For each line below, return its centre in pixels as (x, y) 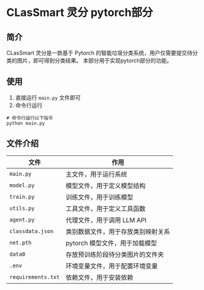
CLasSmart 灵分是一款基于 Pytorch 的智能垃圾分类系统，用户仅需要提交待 (100, 53)
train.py (22, 197)
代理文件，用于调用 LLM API (106, 220)
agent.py (22, 220)
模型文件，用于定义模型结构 (105, 185)
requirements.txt (35, 277)
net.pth (21, 243)
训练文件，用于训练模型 (99, 197)
